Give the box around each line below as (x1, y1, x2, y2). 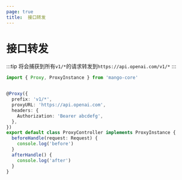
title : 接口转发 (6, 14, 46, 20)
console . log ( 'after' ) (17, 157, 71, 163)
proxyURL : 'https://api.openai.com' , (11, 102, 106, 108)
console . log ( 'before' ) (17, 141, 74, 147)
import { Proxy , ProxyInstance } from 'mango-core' (6, 75, 138, 81)
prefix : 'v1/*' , (11, 96, 52, 102)
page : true (6, 8, 34, 15)
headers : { (11, 107, 39, 114)
